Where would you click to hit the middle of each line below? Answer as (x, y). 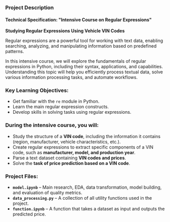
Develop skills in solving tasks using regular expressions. (72, 112)
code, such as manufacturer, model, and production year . (74, 152)
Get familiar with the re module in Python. (56, 101)
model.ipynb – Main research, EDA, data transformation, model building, (87, 187)
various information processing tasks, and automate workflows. (72, 77)
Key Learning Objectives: (37, 91)
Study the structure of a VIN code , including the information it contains (87, 136)
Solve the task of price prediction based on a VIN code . (71, 163)
